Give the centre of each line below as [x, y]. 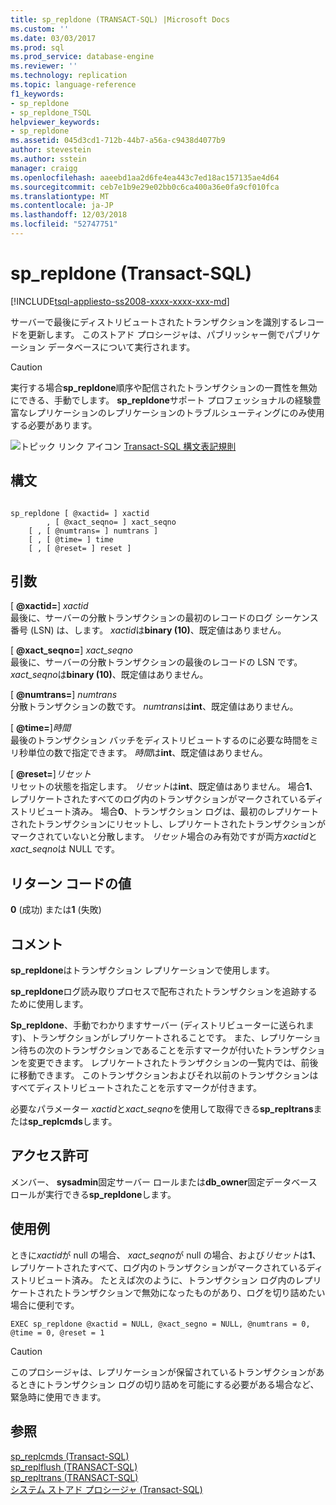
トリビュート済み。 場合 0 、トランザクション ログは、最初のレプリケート [169, 812]
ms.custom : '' [40, 29]
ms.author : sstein [48, 159]
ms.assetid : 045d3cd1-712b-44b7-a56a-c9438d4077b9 [118, 141]
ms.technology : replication [69, 76]
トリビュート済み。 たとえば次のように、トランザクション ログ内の [157, 1280]
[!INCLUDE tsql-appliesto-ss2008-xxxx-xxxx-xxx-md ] [120, 301]
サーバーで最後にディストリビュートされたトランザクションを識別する [154, 322]
